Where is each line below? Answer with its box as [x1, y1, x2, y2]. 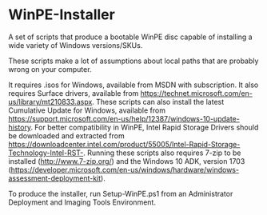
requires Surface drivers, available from [8, 88, 139, 98]
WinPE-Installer [8, 6, 116, 24]
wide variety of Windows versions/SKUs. [8, 40, 143, 50]
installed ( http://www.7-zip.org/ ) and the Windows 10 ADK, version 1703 [8, 156, 245, 165]
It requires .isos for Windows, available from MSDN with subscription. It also [8, 80, 259, 90]
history [8, 122, 31, 132]
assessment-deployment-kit [8, 173, 102, 183]
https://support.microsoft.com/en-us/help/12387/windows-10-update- [8, 113, 240, 123]
